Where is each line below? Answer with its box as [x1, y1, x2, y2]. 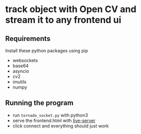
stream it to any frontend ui [5, 14, 121, 26]
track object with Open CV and [5, 4, 136, 15]
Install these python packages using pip [5, 48, 88, 53]
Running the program [5, 99, 74, 107]
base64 [12, 63, 29, 69]
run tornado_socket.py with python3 [12, 112, 88, 118]
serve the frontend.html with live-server [12, 117, 96, 123]
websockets [12, 57, 38, 63]
